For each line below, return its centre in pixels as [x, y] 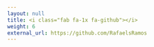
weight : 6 [22, 26]
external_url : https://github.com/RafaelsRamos [77, 33]
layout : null [26, 13]
